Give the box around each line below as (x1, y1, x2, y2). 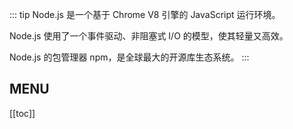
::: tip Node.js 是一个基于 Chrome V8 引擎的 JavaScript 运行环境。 (9, 9, 281, 20)
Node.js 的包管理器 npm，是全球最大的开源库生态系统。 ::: (9, 51, 250, 63)
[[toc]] (9, 107, 36, 119)
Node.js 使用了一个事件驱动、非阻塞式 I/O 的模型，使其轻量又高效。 (9, 30, 289, 42)
